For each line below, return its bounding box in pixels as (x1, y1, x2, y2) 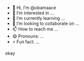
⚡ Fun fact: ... (12, 39, 40, 45)
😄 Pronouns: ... (12, 33, 44, 39)
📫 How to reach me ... (12, 26, 58, 32)
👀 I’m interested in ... (12, 10, 54, 16)
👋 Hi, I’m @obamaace (12, 5, 56, 10)
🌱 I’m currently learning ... (12, 15, 65, 21)
